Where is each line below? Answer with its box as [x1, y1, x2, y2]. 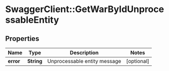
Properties [5, 34, 39, 43]
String [27, 58, 43, 64]
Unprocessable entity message [47, 58, 121, 64]
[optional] [126, 58, 150, 64]
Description [70, 49, 99, 56]
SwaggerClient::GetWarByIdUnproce [5, 4, 164, 15]
